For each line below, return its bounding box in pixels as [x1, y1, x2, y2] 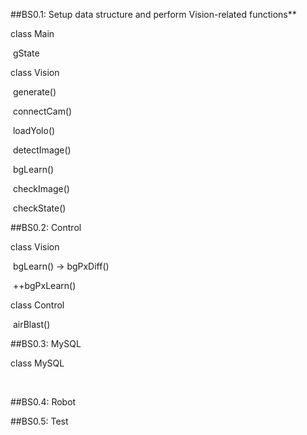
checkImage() [12, 183, 70, 194]
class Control [10, 299, 65, 311]
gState [12, 47, 40, 59]
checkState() [12, 202, 67, 214]
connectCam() [12, 105, 73, 117]
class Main [10, 28, 55, 39]
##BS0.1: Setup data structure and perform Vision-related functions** [10, 9, 297, 20]
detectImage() [12, 144, 72, 156]
